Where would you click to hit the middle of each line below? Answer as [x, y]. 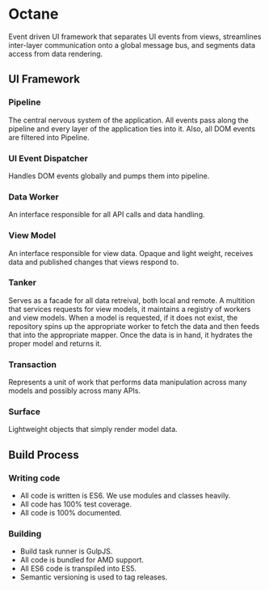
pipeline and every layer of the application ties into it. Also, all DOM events [132, 128]
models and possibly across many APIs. [75, 391]
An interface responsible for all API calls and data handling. [107, 215]
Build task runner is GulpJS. [66, 551]
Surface [24, 412]
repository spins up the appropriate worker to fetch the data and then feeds [134, 326]
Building [25, 534]
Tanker [22, 283]
